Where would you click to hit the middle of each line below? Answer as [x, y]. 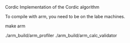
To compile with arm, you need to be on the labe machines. [65, 16]
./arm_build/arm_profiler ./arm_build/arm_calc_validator [61, 35]
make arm [15, 26]
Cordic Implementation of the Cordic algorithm [52, 7]
